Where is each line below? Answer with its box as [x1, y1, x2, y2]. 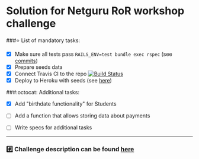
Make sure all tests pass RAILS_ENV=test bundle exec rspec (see [14, 50, 173, 58]
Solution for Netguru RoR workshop [6, 4, 185, 18]
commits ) [14, 58, 38, 64]
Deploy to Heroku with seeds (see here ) [14, 77, 113, 84]
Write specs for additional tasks [14, 124, 92, 131]
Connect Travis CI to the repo [14, 70, 87, 78]
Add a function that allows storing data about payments [14, 112, 150, 119]
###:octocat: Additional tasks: [6, 89, 80, 96]
